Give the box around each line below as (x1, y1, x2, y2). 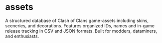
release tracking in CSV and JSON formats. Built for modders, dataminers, (5, 28, 158, 34)
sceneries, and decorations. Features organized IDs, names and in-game (5, 22, 155, 28)
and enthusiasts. (5, 33, 39, 39)
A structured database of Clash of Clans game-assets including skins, (5, 18, 149, 23)
